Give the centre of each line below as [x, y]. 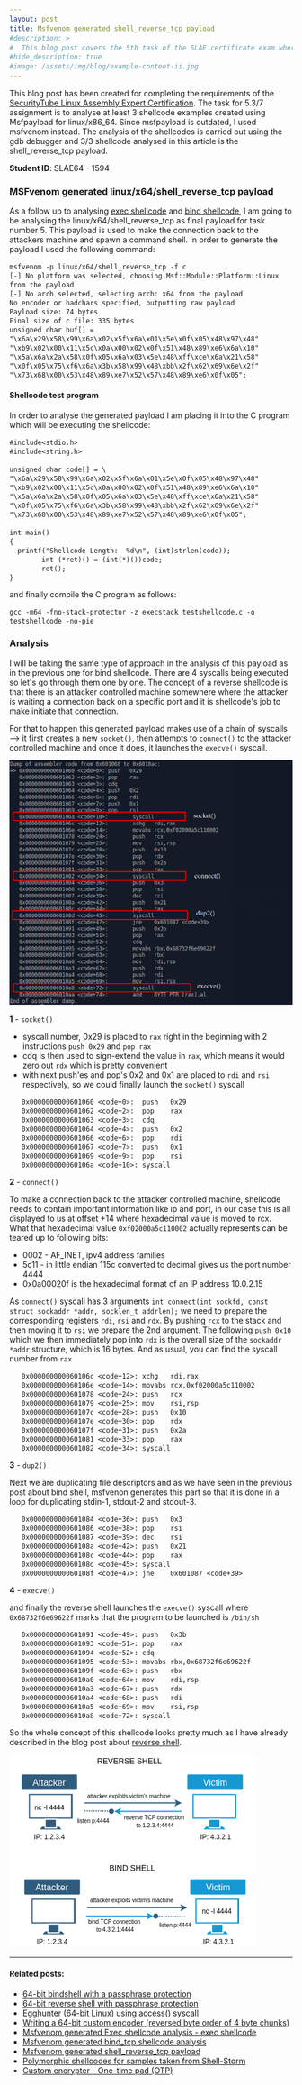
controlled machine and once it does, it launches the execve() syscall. [138, 747]
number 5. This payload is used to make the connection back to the [134, 231]
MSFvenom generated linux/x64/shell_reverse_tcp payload [142, 191]
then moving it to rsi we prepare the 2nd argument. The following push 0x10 [151, 1330]
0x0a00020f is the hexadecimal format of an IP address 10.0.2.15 [142, 1284]
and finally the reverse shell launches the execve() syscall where [129, 1607]
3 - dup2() [28, 1465]
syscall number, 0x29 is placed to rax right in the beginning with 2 [145, 1037]
